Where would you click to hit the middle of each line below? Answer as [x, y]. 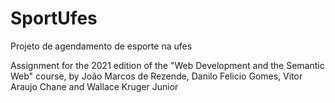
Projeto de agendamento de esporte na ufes [101, 46]
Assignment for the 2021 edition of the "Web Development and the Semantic [167, 65]
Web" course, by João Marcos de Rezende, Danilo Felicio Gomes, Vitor [156, 76]
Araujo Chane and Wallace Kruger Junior [94, 86]
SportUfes [54, 18]
